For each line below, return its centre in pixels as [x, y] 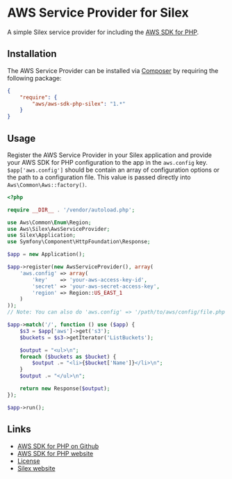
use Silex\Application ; [42, 235]
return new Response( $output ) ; [65, 389]
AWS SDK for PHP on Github [58, 446]
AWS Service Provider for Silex [98, 13]
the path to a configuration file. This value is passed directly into [99, 177]
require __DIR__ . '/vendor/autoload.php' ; [71, 210]
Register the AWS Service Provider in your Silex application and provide [109, 155]
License [28, 461]
